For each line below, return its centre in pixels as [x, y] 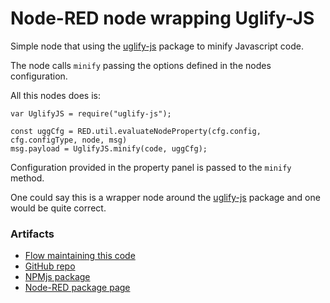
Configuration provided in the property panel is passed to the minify [151, 167]
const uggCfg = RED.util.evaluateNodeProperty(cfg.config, [136, 131]
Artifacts [32, 234]
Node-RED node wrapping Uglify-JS [162, 18]
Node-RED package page [77, 288]
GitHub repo [50, 266]
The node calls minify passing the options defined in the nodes [141, 65]
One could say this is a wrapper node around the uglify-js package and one [165, 197]
